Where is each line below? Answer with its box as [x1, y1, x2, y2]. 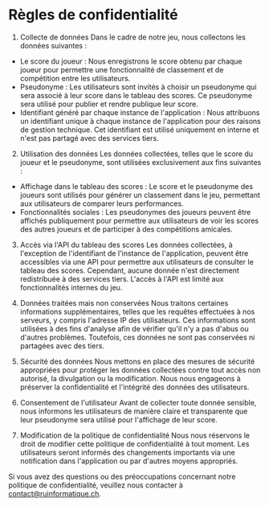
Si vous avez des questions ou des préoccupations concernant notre [8, 471, 236, 481]
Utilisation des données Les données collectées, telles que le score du [19, 149, 254, 158]
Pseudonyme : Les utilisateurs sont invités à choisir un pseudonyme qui [19, 82, 257, 92]
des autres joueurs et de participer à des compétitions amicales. [19, 224, 233, 234]
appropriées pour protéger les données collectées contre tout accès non [19, 364, 261, 375]
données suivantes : [19, 40, 87, 50]
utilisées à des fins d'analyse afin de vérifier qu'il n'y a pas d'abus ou [19, 323, 249, 333]
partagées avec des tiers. [19, 340, 104, 351]
